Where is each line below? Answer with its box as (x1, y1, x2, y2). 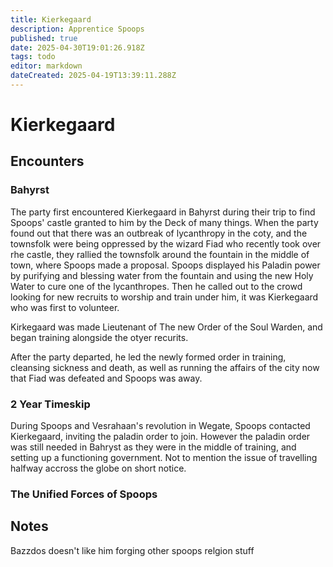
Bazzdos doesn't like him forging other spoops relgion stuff (10, 544, 255, 556)
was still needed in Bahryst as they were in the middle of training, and (10, 441, 297, 453)
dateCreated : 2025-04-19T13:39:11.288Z (10, 71, 177, 81)
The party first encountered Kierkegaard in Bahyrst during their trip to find (10, 206, 316, 218)
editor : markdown (10, 61, 83, 71)
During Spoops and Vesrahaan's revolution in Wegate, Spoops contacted (10, 420, 311, 432)
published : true (10, 33, 78, 43)
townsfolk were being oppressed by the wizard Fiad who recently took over (10, 237, 322, 250)
